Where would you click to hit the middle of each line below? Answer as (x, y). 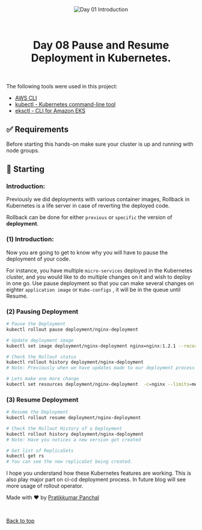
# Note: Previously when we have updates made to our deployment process (101, 368)
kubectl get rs (25, 456)
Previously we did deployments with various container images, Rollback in (98, 199)
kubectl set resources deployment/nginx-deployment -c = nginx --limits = (99, 384)
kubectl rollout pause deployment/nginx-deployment (72, 330)
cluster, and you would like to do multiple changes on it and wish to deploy (99, 277)
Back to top (20, 521)
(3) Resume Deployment (42, 400)
